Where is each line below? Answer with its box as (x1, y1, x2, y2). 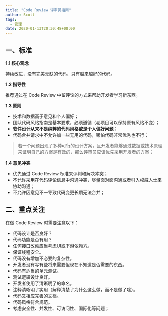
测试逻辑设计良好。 (12, 274, 53, 280)
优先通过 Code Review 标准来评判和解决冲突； (12, 170, 109, 176)
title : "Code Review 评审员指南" (5, 7, 71, 13)
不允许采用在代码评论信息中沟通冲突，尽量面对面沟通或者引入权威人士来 (12, 177, 162, 183)
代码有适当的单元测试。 (12, 268, 61, 274)
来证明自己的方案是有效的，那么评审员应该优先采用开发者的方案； (17, 149, 154, 155)
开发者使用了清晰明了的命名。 (12, 280, 74, 286)
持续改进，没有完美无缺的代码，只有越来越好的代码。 (5, 71, 115, 77)
